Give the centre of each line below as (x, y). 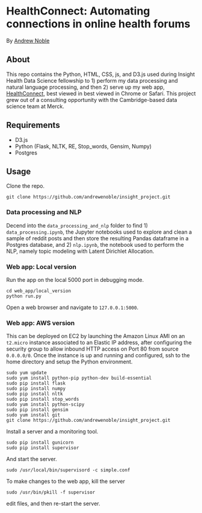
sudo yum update (26, 373)
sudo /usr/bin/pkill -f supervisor (51, 492)
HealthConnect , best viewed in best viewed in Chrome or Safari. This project (101, 93)
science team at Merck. (35, 106)
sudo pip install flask (36, 384)
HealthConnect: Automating (78, 11)
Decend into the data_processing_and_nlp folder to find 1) (77, 225)
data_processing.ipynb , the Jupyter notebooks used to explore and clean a (99, 232)
